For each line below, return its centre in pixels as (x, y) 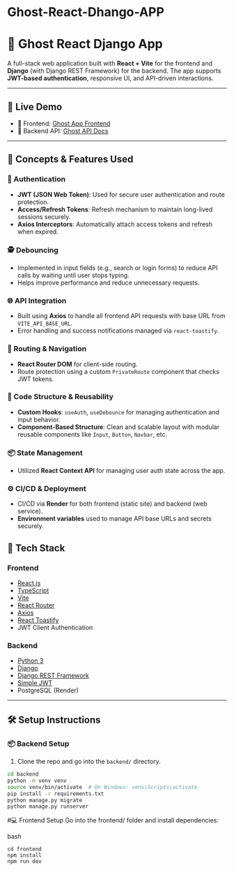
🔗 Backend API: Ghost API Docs (63, 130)
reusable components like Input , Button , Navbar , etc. (92, 434)
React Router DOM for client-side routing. (77, 364)
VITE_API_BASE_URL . (45, 323)
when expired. (38, 232)
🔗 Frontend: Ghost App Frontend (64, 123)
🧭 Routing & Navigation (47, 349)
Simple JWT (35, 683)
